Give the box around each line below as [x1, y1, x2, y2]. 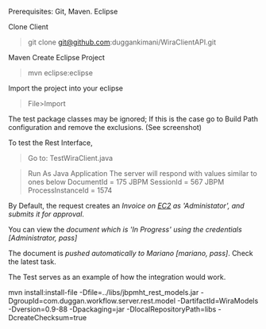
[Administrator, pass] [8, 233, 78, 243]
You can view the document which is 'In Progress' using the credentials [8, 225, 242, 234]
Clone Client [8, 22, 49, 31]
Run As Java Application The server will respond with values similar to [27, 169, 258, 178]
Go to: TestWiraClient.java [27, 154, 114, 163]
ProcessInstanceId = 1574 [27, 186, 113, 195]
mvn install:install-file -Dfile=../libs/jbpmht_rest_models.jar [8, 288, 199, 296]
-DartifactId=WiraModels [177, 296, 259, 305]
